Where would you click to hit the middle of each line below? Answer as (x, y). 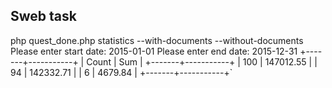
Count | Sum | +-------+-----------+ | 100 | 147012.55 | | (202, 61)
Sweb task (43, 16)
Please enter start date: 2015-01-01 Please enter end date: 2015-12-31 (154, 51)
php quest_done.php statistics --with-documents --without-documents (157, 40)
